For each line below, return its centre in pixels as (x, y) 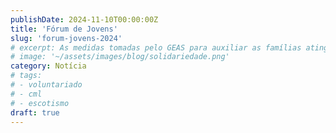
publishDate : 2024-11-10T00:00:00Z (84, 19)
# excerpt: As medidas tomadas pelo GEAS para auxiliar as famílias (156, 47)
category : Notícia (48, 66)
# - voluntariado (46, 85)
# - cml (26, 94)
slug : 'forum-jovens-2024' (66, 38)
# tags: (26, 76)
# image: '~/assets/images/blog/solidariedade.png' (120, 57)
